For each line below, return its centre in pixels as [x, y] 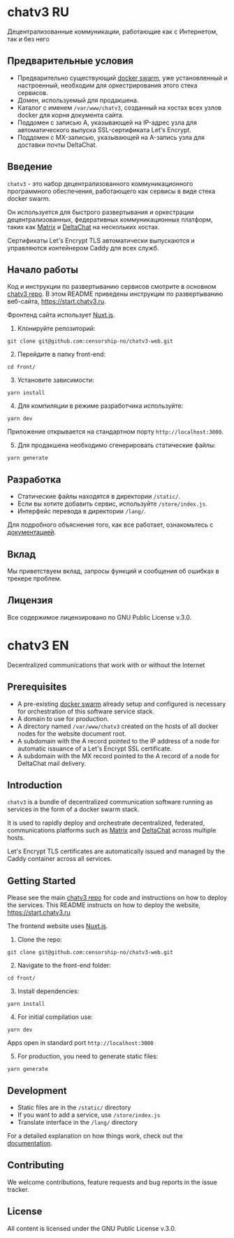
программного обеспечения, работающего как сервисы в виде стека [111, 191]
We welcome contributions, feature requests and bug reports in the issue [112, 1182]
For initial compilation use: [55, 1017]
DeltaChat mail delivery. [51, 763]
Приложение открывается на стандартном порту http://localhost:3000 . [115, 432]
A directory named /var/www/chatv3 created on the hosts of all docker [118, 726]
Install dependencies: [48, 991]
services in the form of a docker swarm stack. [73, 809]
